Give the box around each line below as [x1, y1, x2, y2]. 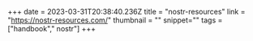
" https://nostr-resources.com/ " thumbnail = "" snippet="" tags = [7, 15, 223, 25]
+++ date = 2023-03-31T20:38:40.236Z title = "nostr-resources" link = [7, 7, 246, 16]
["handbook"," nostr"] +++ [7, 24, 96, 33]
